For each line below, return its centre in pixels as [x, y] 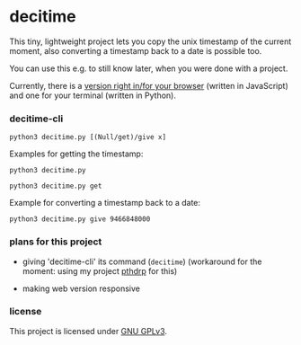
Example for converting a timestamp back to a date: [105, 203]
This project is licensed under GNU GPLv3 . [89, 331]
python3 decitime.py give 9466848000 [80, 219]
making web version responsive [81, 288]
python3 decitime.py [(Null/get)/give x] [88, 137]
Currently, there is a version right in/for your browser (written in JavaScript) [149, 85]
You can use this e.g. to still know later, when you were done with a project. [149, 68]
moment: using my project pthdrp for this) [100, 270]
